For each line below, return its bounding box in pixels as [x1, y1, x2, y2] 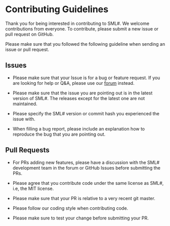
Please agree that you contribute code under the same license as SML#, [12, 180, 164, 186]
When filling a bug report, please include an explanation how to [12, 125, 145, 132]
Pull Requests [5, 146, 50, 154]
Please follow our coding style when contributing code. [12, 205, 128, 211]
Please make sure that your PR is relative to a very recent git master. [12, 195, 156, 201]
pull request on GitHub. [5, 31, 54, 37]
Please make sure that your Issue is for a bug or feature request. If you [12, 75, 160, 81]
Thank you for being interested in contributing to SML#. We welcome [5, 20, 150, 26]
